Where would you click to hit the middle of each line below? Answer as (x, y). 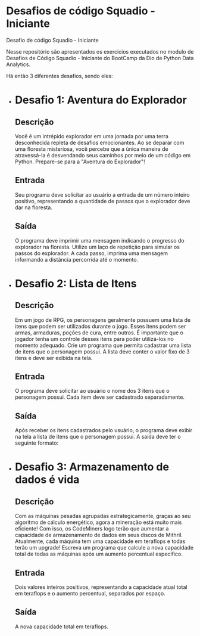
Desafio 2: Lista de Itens (76, 283)
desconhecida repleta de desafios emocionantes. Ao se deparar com (99, 142)
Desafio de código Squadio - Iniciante (53, 40)
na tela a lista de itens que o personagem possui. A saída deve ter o (98, 437)
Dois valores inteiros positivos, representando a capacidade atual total (101, 587)
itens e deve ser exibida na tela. (54, 358)
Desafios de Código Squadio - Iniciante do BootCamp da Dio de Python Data (100, 58)
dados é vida (47, 480)
